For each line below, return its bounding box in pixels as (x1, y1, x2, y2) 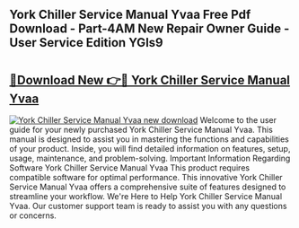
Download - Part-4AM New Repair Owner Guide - (9, 22, 290, 37)
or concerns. (9, 210, 57, 221)
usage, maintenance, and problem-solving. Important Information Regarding (9, 153, 291, 163)
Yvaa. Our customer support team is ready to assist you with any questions (9, 201, 287, 211)
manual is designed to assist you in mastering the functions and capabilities (9, 134, 289, 145)
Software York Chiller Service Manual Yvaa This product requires (9, 162, 250, 173)
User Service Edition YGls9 (9, 35, 163, 50)
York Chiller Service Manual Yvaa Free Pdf (9, 7, 251, 22)
